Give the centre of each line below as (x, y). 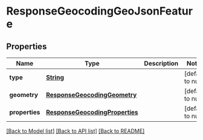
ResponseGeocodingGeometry (92, 95)
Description (161, 63)
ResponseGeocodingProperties (92, 112)
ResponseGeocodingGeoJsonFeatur (100, 11)
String (55, 77)
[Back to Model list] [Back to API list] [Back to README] (76, 131)
